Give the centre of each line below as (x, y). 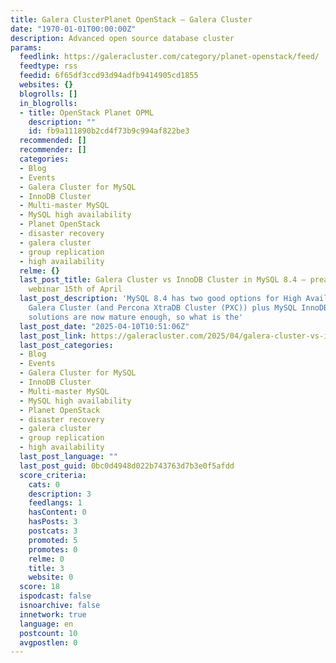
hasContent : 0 (57, 512)
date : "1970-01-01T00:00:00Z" (73, 29)
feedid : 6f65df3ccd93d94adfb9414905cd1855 (109, 76)
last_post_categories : (66, 345)
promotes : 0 (53, 549)
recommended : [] (53, 141)
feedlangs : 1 (55, 503)
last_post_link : (53, 336)
